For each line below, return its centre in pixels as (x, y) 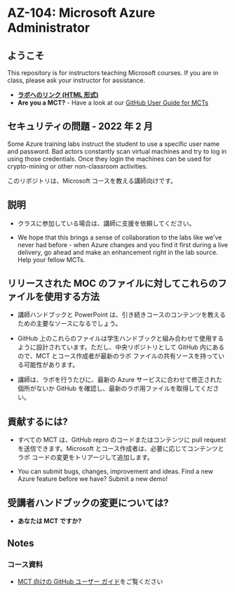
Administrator (48, 28)
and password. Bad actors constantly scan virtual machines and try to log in (117, 151)
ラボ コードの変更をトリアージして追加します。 (85, 457)
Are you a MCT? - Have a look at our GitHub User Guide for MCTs (113, 103)
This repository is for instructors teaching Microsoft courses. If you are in (113, 73)
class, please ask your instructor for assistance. (76, 80)
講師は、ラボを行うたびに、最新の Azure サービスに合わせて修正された (120, 380)
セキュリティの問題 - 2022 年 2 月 (80, 127)
